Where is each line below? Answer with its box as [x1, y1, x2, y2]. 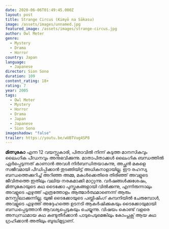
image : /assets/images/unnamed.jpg [5, 21, 81, 27]
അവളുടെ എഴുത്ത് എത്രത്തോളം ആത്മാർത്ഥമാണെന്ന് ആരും [5, 189, 131, 195]
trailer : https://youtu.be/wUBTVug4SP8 [5, 135, 90, 140]
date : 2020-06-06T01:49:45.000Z [5, 7, 74, 13]
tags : [5, 93, 17, 98]
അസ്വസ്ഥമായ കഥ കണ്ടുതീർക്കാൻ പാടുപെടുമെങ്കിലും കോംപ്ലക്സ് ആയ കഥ [5, 212, 156, 218]
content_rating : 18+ [5, 78, 49, 83]
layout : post [5, 12, 33, 17]
